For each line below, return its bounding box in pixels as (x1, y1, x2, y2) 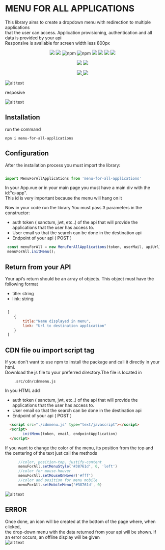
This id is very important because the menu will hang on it (5, 195, 122, 201)
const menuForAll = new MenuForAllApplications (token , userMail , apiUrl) (7, 245, 162, 249)
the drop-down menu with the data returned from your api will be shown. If (5, 529, 156, 535)
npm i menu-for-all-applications (5, 136, 74, 140)
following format (5, 281, 38, 287)
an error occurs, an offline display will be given (5, 534, 100, 540)
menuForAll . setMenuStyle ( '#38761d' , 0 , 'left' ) (18, 464, 118, 469)
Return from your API (5, 263, 71, 271)
